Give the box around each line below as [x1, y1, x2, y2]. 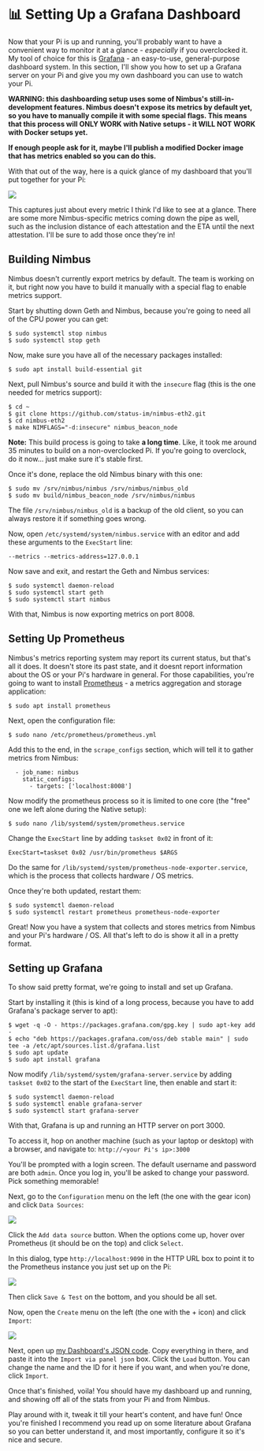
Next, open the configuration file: [8, 716, 116, 725]
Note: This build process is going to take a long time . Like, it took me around [8, 437, 257, 447]
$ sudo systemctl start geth [8, 588, 104, 597]
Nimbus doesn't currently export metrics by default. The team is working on [8, 273, 255, 283]
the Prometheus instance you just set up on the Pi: [8, 1262, 172, 1272]
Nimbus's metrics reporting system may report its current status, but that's [8, 653, 251, 662]
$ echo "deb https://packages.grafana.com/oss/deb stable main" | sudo [8, 1035, 248, 1044]
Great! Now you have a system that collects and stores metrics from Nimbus [8, 922, 256, 932]
